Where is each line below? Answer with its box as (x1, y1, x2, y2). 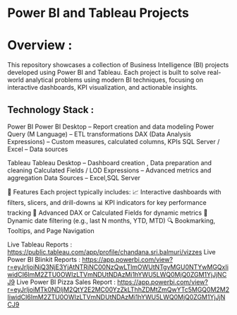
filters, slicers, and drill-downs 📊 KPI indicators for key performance (7, 198, 207, 206)
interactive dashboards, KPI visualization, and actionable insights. (7, 83, 198, 92)
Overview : (7, 37, 73, 54)
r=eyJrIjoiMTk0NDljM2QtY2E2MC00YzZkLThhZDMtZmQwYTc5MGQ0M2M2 (7, 285, 230, 294)
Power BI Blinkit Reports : (7, 255, 81, 263)
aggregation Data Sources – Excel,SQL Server (7, 173, 141, 182)
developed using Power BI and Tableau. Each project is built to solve (7, 69, 206, 77)
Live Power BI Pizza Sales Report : (16, 278, 116, 286)
